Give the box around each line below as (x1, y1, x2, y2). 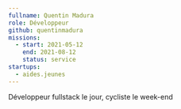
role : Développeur (8, 19, 69, 27)
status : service (22, 56, 77, 64)
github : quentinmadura (8, 26, 83, 34)
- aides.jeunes (15, 70, 66, 78)
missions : (8, 33, 41, 42)
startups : (8, 63, 41, 71)
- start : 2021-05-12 (15, 41, 83, 49)
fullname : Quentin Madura (8, 11, 94, 20)
